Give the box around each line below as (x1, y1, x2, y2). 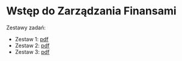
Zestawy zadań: (6, 24, 46, 31)
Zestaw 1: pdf (14, 35, 49, 42)
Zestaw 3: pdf (14, 48, 50, 55)
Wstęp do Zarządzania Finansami (6, 4, 177, 18)
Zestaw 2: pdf (14, 42, 50, 49)
